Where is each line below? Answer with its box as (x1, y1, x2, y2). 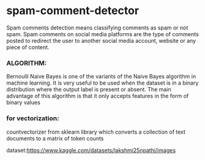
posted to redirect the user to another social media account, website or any (6, 37, 196, 44)
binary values (6, 99, 41, 106)
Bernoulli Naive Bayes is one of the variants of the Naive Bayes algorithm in (6, 73, 196, 80)
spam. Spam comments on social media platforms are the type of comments (6, 30, 199, 37)
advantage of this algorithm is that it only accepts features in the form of (6, 93, 189, 100)
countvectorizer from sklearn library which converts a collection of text (6, 128, 185, 135)
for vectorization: (6, 114, 59, 123)
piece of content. (6, 44, 50, 51)
